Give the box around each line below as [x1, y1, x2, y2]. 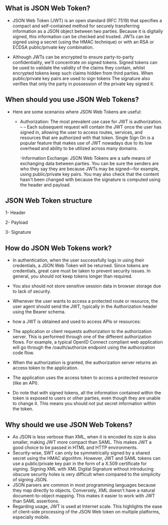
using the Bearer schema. [12, 309, 66, 315]
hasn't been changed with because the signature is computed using [20, 176, 160, 182]
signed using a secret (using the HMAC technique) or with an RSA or [12, 39, 154, 45]
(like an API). [12, 380, 39, 386]
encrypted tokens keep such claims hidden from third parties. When [12, 70, 153, 76]
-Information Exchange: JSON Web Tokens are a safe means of [20, 155, 151, 161]
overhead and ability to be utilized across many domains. [20, 145, 138, 151]
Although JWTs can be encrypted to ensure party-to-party [12, 54, 134, 60]
